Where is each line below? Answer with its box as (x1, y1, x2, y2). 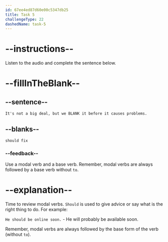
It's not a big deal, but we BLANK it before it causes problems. (5, 111, 147, 116)
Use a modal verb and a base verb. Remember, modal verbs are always (5, 161, 153, 167)
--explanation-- (5, 184, 72, 196)
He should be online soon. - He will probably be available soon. (5, 216, 138, 222)
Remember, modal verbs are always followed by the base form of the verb (5, 226, 159, 232)
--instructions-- (5, 43, 74, 55)
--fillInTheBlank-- (5, 78, 80, 89)
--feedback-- (5, 150, 39, 157)
